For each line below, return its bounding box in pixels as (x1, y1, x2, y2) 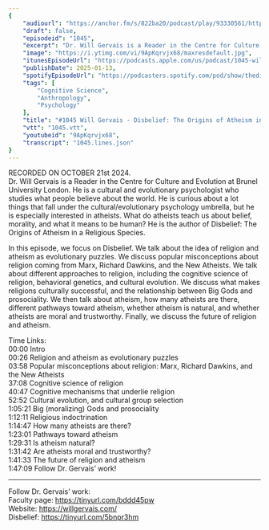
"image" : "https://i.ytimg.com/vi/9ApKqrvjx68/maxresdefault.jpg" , (22, 49, 252, 57)
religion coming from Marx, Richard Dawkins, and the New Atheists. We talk (8, 260, 258, 270)
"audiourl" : (22, 19, 62, 27)
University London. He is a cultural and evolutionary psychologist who (8, 185, 239, 195)
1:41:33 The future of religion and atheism (8, 455, 146, 465)
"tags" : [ (22, 79, 56, 87)
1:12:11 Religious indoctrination (8, 413, 108, 422)
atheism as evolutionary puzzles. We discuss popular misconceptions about (8, 252, 259, 262)
